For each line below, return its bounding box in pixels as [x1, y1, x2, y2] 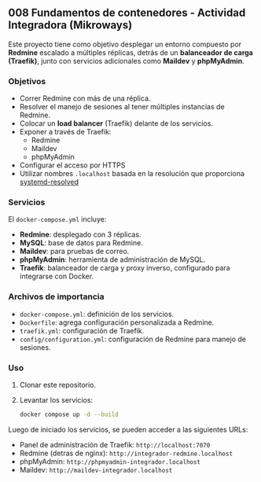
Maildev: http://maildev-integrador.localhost [19, 465, 173, 474]
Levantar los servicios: [19, 396, 93, 404]
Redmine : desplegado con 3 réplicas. [19, 230, 142, 239]
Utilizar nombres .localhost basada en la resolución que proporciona [19, 169, 245, 178]
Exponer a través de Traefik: [19, 127, 112, 137]
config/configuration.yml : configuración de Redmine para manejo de [19, 334, 246, 344]
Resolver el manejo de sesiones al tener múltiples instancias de [19, 102, 226, 112]
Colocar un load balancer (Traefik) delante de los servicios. [19, 119, 214, 128]
